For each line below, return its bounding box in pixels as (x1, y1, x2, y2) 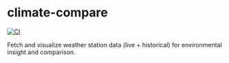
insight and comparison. (7, 48, 76, 56)
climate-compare (7, 5, 108, 21)
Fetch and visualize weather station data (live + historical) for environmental (7, 40, 222, 49)
